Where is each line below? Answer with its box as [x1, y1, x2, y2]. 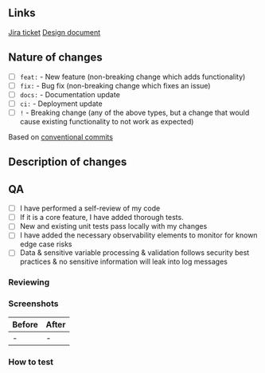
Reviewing [8, 277, 50, 288]
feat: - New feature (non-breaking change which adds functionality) [19, 72, 246, 81]
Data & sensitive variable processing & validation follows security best [19, 248, 250, 257]
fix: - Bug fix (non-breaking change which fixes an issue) [19, 80, 211, 90]
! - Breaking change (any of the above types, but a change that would [19, 108, 250, 117]
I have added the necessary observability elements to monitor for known [19, 230, 258, 240]
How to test [8, 356, 54, 367]
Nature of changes [8, 51, 103, 65]
